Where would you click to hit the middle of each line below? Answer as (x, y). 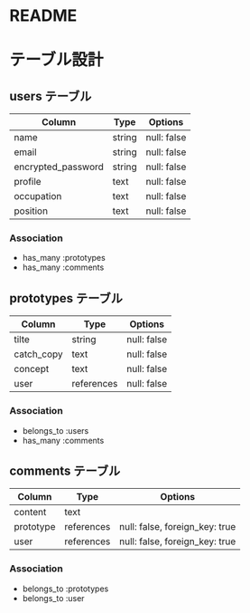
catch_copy (38, 354)
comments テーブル (65, 470)
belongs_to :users (56, 430)
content (30, 512)
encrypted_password (59, 167)
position (31, 211)
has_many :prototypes (64, 258)
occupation (38, 196)
